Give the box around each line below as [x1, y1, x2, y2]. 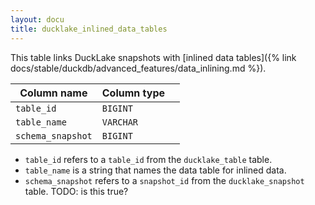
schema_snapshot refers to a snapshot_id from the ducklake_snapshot [24, 174, 305, 186]
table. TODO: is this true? [24, 185, 129, 197]
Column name [19, 86, 88, 100]
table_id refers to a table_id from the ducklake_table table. [24, 153, 273, 165]
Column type [101, 86, 166, 100]
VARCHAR [101, 116, 139, 128]
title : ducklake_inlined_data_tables [10, 24, 168, 34]
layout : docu [10, 14, 65, 25]
